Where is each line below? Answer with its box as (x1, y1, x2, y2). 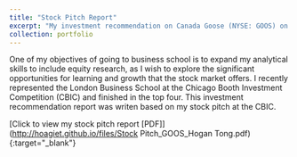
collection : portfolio (9, 29, 93, 38)
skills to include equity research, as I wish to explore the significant (9, 63, 255, 74)
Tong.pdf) (214, 128, 251, 139)
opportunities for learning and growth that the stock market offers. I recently (9, 73, 289, 84)
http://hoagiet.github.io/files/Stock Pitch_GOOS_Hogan (12, 128, 213, 139)
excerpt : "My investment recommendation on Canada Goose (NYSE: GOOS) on (9, 21, 289, 30)
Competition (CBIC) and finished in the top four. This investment (9, 92, 245, 103)
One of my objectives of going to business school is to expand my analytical (9, 54, 289, 65)
